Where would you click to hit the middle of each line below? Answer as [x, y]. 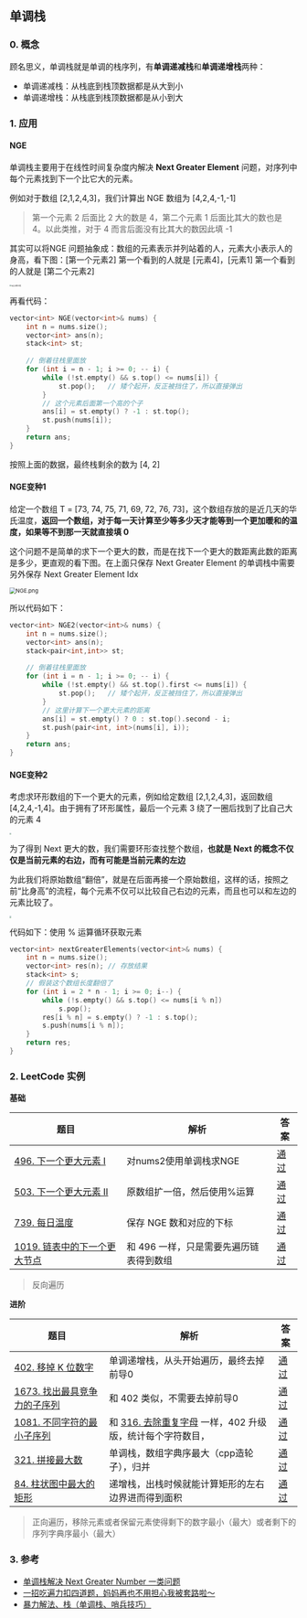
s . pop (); [75, 1009]
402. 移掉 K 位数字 [54, 1367]
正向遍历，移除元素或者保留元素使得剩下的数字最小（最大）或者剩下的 [164, 1522]
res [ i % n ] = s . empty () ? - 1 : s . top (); [120, 1017]
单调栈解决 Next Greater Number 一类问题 [101, 1581]
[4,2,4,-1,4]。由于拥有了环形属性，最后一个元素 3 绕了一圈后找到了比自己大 [151, 809]
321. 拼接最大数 [48, 1460]
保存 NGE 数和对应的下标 [180, 1223]
